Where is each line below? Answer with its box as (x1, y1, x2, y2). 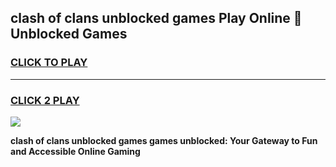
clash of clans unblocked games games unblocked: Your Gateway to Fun (10, 134, 318, 146)
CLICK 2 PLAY (10, 93, 80, 107)
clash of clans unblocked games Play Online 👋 (10, 10, 303, 27)
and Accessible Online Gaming (10, 145, 141, 157)
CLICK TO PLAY (10, 56, 88, 70)
